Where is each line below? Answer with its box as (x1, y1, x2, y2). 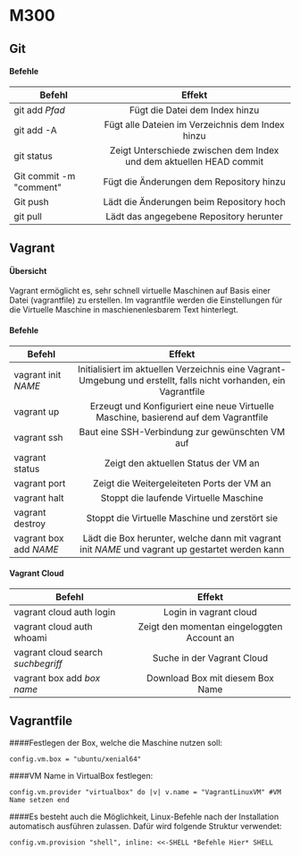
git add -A (13, 124, 57, 136)
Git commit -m (13, 169, 76, 182)
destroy (13, 517, 46, 529)
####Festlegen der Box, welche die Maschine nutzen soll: (9, 737, 223, 748)
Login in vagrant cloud (163, 605, 257, 618)
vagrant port (13, 476, 66, 489)
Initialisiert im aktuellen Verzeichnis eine (77, 363, 246, 375)
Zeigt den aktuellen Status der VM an (104, 457, 261, 469)
